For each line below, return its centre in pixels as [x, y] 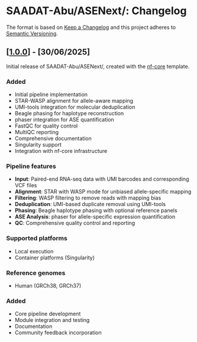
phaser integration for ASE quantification [64, 120]
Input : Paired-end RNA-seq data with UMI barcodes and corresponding [102, 179]
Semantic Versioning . [32, 33]
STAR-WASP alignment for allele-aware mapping [74, 101]
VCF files [26, 185]
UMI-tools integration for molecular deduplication [75, 107]
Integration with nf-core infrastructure [61, 151]
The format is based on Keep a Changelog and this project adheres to [91, 27]
